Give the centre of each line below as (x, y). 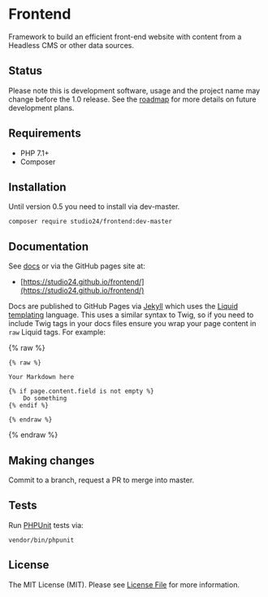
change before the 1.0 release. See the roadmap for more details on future (133, 99)
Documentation (49, 246)
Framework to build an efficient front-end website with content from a (125, 37)
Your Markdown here (41, 377)
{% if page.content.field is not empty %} (81, 391)
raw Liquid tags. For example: (57, 332)
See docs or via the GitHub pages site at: (77, 266)
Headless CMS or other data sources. (71, 45)
